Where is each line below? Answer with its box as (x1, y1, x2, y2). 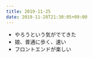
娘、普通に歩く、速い (14, 38, 66, 45)
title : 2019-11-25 (6, 8, 51, 15)
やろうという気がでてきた (14, 30, 77, 38)
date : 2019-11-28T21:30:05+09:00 (6, 14, 88, 20)
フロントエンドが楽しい (14, 45, 71, 53)
